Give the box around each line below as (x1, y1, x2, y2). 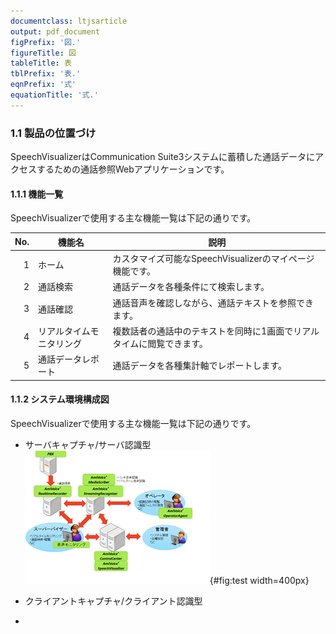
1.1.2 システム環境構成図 (10, 393, 110, 405)
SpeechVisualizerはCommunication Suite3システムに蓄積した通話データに (10, 151, 315, 163)
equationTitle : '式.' (10, 90, 99, 100)
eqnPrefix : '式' (10, 80, 77, 90)
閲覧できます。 (147, 337, 208, 349)
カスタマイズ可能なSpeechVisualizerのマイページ (112, 253, 315, 264)
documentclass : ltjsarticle (10, 16, 128, 26)
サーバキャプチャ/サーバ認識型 (24, 438, 152, 450)
